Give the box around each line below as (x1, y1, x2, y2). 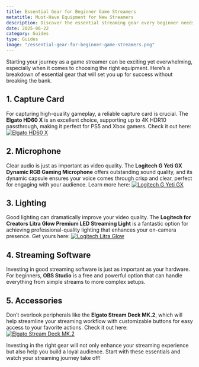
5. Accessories (6, 295, 63, 306)
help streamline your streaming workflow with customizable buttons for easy (6, 317, 194, 324)
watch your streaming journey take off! (6, 354, 101, 361)
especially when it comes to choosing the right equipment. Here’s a (6, 64, 171, 71)
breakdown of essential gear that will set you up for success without (6, 71, 173, 78)
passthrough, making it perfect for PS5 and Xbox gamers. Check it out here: (6, 122, 191, 129)
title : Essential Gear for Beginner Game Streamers (6, 8, 136, 15)
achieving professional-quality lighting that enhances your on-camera (6, 226, 176, 233)
